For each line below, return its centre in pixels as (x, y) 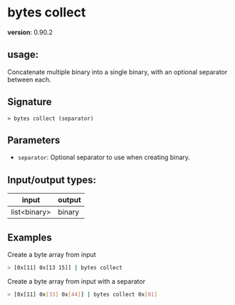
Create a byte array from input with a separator (77, 281)
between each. (29, 79)
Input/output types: (52, 180)
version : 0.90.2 (30, 32)
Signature (30, 102)
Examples (30, 237)
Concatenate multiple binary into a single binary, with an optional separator (117, 71)
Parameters (34, 140)
